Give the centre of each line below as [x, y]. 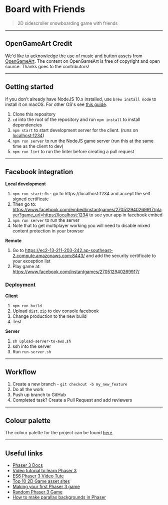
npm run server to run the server [46, 220]
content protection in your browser [48, 231]
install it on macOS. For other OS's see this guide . [56, 104]
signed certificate [30, 199]
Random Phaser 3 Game [37, 492]
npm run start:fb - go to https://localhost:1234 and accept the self [81, 194]
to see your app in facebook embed [126, 215]
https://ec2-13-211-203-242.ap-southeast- [69, 250]
